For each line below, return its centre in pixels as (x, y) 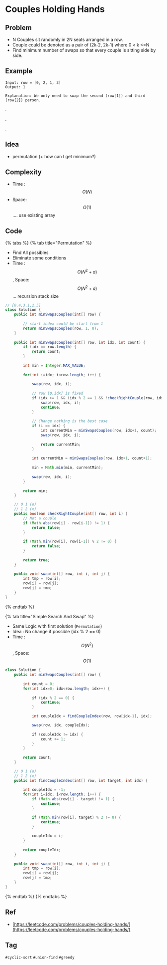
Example (19, 71)
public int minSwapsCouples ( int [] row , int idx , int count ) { (80, 342)
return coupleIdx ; (42, 850)
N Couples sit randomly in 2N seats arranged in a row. (68, 39)
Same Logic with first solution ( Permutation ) (57, 626)
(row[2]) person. (23, 100)
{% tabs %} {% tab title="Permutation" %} (48, 243)
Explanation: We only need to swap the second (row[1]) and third (75, 96)
